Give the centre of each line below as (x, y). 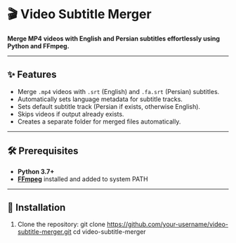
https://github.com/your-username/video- (168, 224)
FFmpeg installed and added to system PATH (83, 179)
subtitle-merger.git (44, 232)
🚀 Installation (37, 208)
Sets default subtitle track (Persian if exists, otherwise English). (109, 106)
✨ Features (32, 75)
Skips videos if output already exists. (71, 114)
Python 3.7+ (36, 171)
